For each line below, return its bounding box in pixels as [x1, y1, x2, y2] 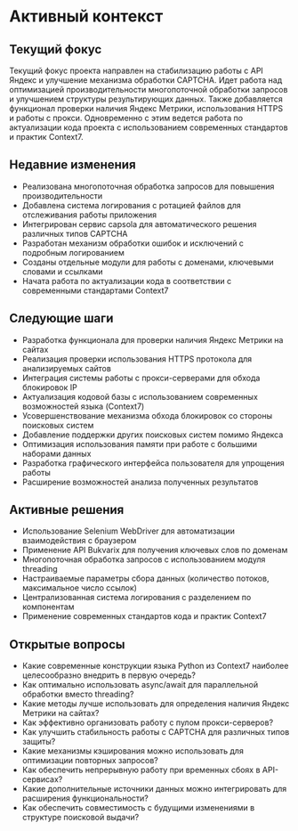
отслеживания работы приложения [21, 209, 157, 220]
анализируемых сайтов [21, 363, 111, 373]
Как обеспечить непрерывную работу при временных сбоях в [21, 764, 261, 776]
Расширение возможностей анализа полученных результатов [21, 477, 259, 487]
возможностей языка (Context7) [21, 401, 145, 411]
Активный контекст [9, 6, 164, 27]
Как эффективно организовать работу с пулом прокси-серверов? [21, 717, 274, 728]
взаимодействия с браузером [21, 535, 137, 546]
